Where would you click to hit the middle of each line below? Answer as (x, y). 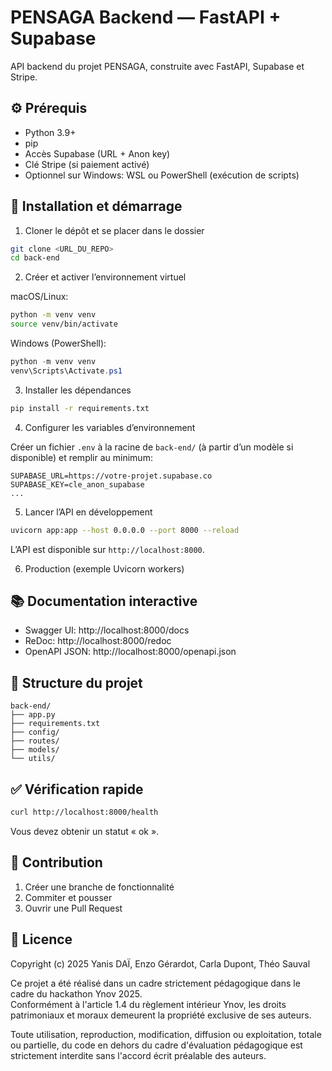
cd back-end (35, 258)
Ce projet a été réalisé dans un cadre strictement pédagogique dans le (155, 983)
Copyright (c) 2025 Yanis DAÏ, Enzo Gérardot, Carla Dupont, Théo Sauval (160, 963)
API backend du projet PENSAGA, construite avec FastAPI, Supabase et (157, 66)
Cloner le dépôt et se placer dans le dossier (114, 230)
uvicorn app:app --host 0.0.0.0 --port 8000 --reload (125, 530)
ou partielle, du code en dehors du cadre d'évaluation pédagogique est (156, 1045)
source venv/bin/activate (64, 324)
